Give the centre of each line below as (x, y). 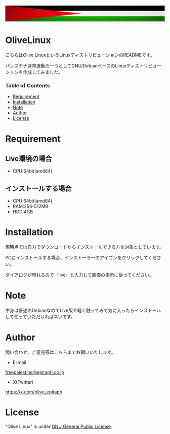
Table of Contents (28, 86)
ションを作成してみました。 (34, 72)
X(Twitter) (23, 382)
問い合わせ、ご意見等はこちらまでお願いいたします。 (60, 352)
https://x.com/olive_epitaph (34, 392)
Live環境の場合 (29, 159)
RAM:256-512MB (30, 207)
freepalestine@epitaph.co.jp (35, 372)
